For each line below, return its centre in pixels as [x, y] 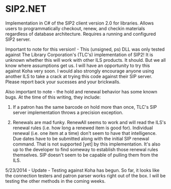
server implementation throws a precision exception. [68, 112]
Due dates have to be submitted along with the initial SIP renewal [81, 138]
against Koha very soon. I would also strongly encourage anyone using [80, 71]
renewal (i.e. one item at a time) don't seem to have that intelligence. [85, 133]
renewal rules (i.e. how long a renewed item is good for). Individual [83, 128]
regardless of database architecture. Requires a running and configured [81, 34]
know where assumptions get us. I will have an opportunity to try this [78, 65]
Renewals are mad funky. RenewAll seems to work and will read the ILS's [89, 122]
